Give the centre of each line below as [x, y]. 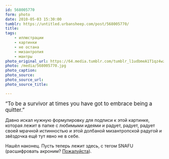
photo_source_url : [24, 80]
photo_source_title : [27, 84]
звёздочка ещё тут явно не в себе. [43, 136]
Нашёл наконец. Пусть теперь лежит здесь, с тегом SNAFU [69, 145]
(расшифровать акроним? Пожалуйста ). [49, 151]
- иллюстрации [29, 38]
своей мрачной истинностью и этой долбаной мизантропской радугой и [83, 130]
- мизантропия [29, 52]
